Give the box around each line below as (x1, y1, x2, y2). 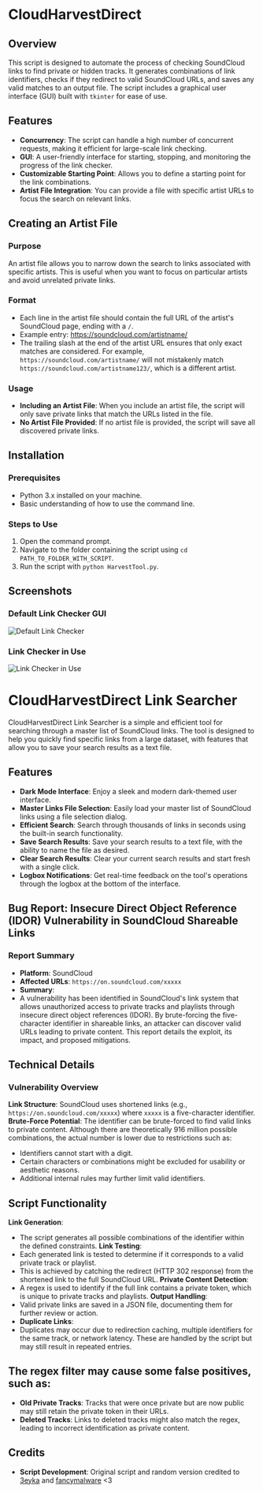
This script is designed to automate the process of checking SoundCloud (8, 58, 246, 67)
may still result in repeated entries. (19, 1342, 132, 1351)
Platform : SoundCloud (19, 968, 93, 977)
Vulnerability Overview (8, 1082, 98, 1093)
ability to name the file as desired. (19, 845, 130, 854)
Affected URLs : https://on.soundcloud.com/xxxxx (19, 977, 182, 986)
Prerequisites (8, 472, 61, 483)
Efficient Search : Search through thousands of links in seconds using (19, 820, 246, 830)
